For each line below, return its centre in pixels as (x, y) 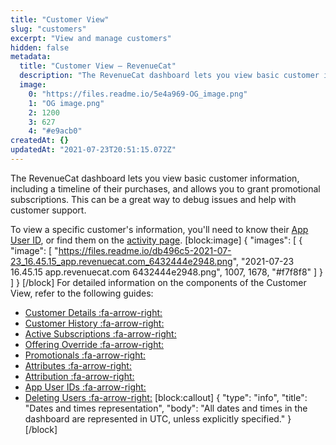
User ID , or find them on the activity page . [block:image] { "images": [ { (156, 240)
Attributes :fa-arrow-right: (78, 365)
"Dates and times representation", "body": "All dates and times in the (166, 408)
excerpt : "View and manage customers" (91, 38)
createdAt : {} (40, 141)
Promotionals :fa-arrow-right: (85, 355)
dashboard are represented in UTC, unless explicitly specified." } (158, 418)
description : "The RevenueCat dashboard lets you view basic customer (169, 76)
